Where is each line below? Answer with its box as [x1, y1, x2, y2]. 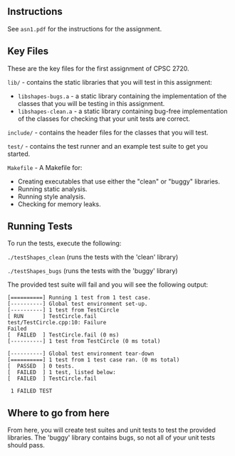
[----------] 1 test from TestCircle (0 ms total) [7, 338, 161, 345]
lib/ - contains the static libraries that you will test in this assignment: [7, 78, 212, 86]
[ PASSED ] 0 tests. [7, 363, 75, 370]
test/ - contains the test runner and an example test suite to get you [7, 142, 209, 150]
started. [7, 149, 31, 158]
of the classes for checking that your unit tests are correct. [17, 114, 191, 123]
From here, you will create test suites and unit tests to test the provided [7, 426, 216, 435]
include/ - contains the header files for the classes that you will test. [7, 128, 209, 137]
